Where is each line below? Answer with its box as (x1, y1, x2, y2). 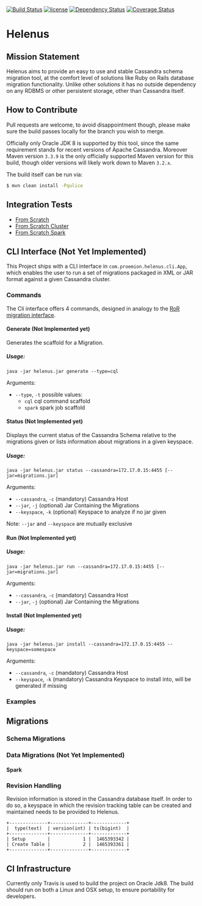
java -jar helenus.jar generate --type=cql (6, 368, 119, 374)
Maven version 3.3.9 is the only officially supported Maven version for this (6, 152, 194, 160)
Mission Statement (6, 51, 80, 62)
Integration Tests (6, 199, 73, 210)
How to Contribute (6, 105, 78, 116)
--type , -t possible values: (15, 391, 83, 398)
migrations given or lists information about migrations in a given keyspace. (6, 438, 193, 445)
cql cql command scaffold (24, 397, 90, 405)
